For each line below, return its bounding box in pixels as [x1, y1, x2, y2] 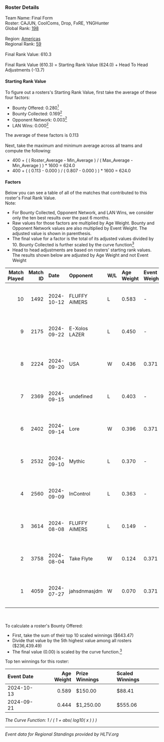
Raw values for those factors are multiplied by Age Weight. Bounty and [12, 220, 155, 226]
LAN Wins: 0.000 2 [12, 122, 49, 129]
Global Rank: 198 [5, 25, 39, 31]
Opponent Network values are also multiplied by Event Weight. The [12, 225, 147, 231]
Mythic [69, 457, 85, 464]
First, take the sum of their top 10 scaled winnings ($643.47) [12, 632, 134, 638]
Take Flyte [69, 555, 93, 562]
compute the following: [5, 148, 51, 154]
